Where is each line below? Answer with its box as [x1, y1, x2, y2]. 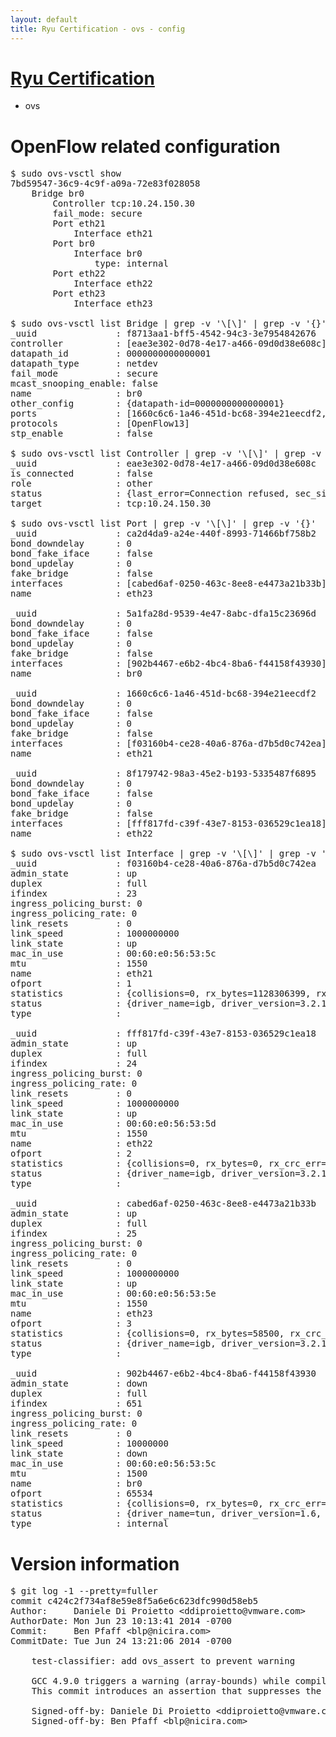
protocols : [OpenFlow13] [10, 418, 190, 430]
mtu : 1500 [10, 1468, 148, 1480]
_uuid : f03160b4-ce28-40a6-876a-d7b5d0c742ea [10, 858, 317, 870]
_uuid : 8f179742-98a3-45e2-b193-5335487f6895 [10, 768, 317, 780]
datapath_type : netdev [10, 358, 159, 370]
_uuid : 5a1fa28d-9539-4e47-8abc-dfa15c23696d [10, 608, 317, 620]
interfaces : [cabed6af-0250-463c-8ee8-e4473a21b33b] [10, 578, 327, 590]
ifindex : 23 [10, 888, 138, 900]
